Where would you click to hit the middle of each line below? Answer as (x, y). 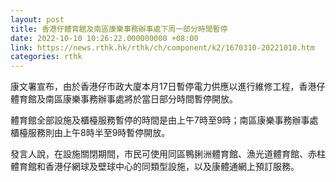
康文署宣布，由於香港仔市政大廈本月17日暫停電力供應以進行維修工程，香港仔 (168, 87)
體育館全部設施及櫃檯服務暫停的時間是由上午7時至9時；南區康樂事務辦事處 (164, 120)
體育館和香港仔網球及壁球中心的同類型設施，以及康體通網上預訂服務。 (155, 167)
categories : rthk (46, 57)
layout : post (37, 19)
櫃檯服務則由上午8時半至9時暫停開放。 (90, 133)
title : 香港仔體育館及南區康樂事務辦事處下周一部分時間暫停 (119, 29)
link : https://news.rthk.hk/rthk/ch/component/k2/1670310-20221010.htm (162, 47)
